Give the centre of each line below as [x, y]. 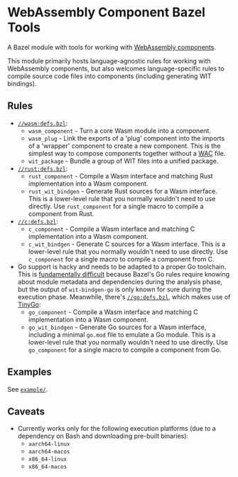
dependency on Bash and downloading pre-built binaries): [103, 436]
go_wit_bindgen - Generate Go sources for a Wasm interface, [117, 327]
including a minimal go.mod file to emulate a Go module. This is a [122, 334]
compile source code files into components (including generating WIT [109, 76]
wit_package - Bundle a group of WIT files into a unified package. [123, 161]
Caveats [26, 411]
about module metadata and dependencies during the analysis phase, [120, 282]
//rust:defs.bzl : [43, 168]
